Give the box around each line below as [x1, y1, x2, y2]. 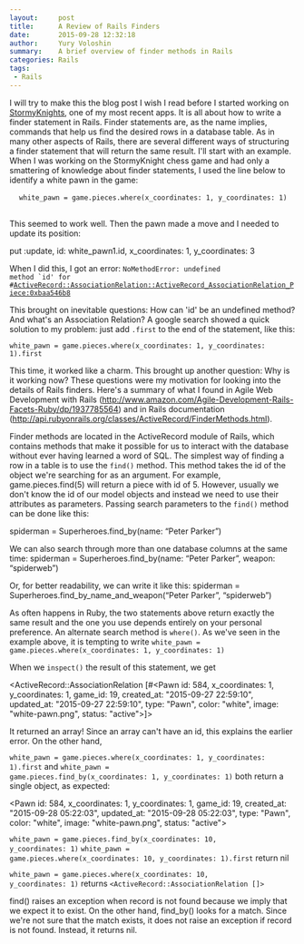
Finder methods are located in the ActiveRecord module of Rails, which [9, 430, 275, 441]
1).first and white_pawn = [9, 761, 110, 772]
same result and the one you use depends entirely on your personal [9, 616, 262, 627]
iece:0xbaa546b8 [9, 288, 71, 298]
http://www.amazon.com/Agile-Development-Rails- [101, 394, 294, 405]
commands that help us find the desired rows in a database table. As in [9, 126, 275, 137]
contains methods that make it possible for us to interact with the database [9, 440, 289, 451]
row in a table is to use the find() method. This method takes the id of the [9, 459, 286, 470]
